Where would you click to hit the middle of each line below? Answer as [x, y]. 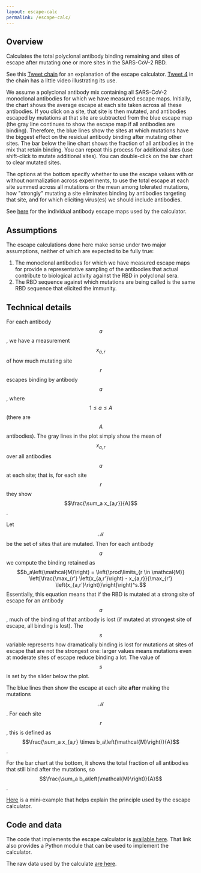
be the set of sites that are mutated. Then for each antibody [80, 544]
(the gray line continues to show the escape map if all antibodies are [91, 124]
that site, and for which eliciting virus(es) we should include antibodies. [94, 200]
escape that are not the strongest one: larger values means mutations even [99, 651]
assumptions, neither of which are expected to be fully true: [80, 251]
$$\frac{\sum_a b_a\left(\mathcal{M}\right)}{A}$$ [101, 779]
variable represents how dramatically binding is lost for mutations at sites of [100, 645]
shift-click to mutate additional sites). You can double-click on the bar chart [100, 156]
